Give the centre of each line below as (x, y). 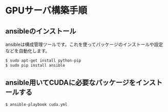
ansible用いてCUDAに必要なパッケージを (70, 83)
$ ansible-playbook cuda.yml (36, 104)
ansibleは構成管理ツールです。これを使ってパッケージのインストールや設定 (84, 44)
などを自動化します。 (28, 51)
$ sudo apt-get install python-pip (43, 61)
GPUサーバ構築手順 (46, 11)
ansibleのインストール (41, 31)
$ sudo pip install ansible (35, 65)
